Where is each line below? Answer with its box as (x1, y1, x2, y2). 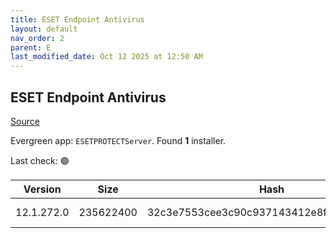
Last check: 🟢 (10, 154, 70, 166)
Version (23, 182, 62, 196)
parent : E (10, 42, 52, 53)
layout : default (10, 24, 78, 34)
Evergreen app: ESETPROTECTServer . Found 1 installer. (10, 134, 227, 146)
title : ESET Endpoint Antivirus (10, 14, 145, 25)
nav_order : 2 (10, 33, 65, 43)
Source (10, 115, 40, 127)
